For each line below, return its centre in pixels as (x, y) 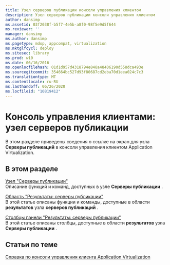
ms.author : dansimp (26, 39)
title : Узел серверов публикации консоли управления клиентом (73, 10)
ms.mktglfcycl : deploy (30, 48)
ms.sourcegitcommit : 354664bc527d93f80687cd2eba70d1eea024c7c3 (74, 72)
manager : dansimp (24, 34)
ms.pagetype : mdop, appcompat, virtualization (56, 44)
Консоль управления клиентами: (80, 117)
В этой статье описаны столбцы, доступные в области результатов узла (85, 223)
